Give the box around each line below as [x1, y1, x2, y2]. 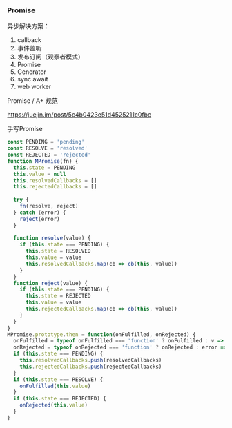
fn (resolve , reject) [19, 203, 79, 210]
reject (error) [19, 215, 60, 222]
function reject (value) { [13, 280, 88, 286]
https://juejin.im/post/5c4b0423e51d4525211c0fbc [7, 110, 152, 119]
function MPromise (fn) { [7, 157, 79, 164]
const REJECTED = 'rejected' [7, 151, 91, 159]
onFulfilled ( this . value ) [19, 382, 91, 389]
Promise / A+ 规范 [7, 97, 58, 105]
